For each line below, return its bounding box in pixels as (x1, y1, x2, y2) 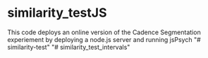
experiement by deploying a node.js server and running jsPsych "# (7, 35, 201, 43)
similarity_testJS (7, 5, 107, 21)
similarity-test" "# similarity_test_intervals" (7, 43, 130, 51)
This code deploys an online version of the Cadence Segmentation (7, 28, 201, 36)
